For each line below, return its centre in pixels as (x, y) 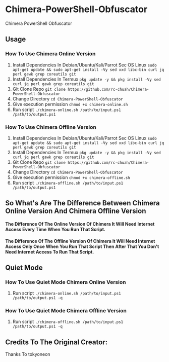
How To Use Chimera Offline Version (51, 127)
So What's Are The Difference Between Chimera (82, 203)
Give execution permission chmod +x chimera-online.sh (70, 104)
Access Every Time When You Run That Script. (55, 229)
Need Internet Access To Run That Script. (50, 251)
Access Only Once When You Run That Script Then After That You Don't (82, 246)
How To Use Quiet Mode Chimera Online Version (66, 282)
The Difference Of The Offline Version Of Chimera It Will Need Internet (80, 241)
